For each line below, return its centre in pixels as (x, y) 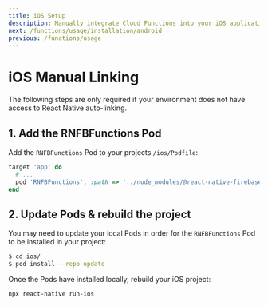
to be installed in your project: (57, 242)
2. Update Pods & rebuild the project (100, 214)
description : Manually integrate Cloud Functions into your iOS (117, 23)
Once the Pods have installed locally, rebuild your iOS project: (110, 280)
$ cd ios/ (25, 256)
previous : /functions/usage (55, 38)
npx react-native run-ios (51, 294)
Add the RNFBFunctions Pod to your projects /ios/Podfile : (103, 152)
